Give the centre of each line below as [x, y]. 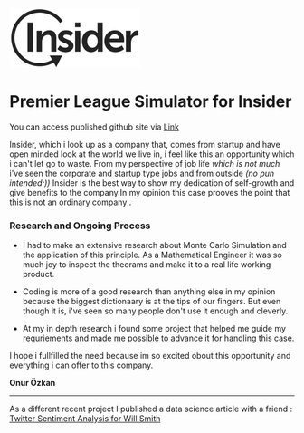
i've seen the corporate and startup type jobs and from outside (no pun [142, 173]
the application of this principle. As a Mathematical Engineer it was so [152, 255]
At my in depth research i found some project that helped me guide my [154, 329]
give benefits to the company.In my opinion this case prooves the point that [150, 192]
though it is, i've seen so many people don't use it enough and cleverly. [155, 311]
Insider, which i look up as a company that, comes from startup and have [145, 144]
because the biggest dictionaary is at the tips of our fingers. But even [152, 302]
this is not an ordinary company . [71, 202]
